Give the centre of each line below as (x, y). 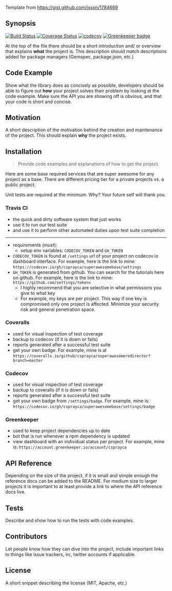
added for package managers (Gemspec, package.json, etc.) (70, 56)
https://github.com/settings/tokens (52, 282)
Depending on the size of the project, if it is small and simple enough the (82, 476)
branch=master (28, 360)
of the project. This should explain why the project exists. (66, 135)
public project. (20, 185)
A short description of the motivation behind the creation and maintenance (84, 130)
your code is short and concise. (39, 102)
